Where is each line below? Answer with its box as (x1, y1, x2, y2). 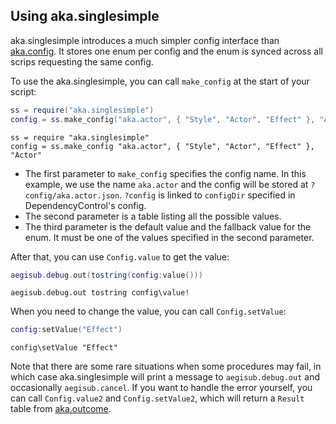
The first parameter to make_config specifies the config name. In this (24, 167, 307, 179)
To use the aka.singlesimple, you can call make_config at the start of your (10, 75, 310, 87)
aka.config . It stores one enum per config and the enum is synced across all (10, 45, 323, 57)
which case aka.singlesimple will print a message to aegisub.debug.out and (10, 371, 320, 383)
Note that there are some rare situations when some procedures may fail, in (10, 360, 322, 373)
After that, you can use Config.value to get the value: (10, 250, 230, 263)
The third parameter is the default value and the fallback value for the (24, 220, 312, 233)
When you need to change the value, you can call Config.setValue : (10, 305, 287, 318)
